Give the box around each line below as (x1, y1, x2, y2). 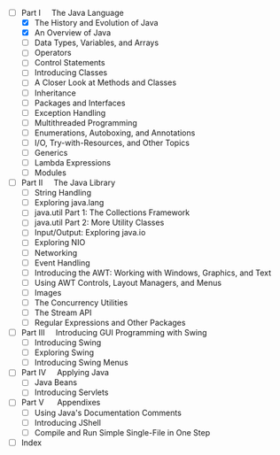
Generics (34, 147, 68, 158)
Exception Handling (34, 107, 106, 118)
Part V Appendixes (20, 397, 101, 408)
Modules (34, 167, 67, 178)
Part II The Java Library (20, 177, 116, 189)
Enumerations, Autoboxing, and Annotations (34, 127, 196, 138)
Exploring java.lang (34, 197, 105, 208)
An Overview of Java (34, 27, 112, 38)
